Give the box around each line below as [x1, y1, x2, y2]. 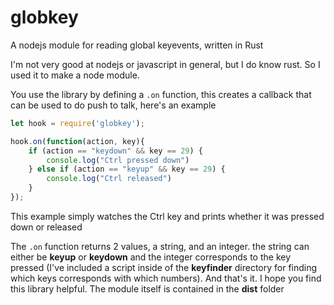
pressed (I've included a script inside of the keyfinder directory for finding [10, 261, 318, 273]
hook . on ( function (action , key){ [10, 136, 145, 146]
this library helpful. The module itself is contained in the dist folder [10, 282, 285, 295]
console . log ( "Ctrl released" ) [46, 174, 172, 184]
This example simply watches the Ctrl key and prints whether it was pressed [10, 210, 325, 222]
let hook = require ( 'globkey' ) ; [10, 118, 145, 128]
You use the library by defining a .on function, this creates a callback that [10, 88, 312, 100]
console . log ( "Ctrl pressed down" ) [46, 155, 190, 165]
